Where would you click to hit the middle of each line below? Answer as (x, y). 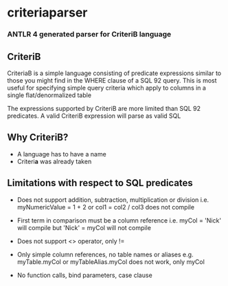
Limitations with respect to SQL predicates (100, 183)
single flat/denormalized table (49, 95)
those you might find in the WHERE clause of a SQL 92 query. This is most (112, 80)
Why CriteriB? (38, 137)
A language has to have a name (61, 154)
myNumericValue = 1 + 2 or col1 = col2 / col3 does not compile (105, 207)
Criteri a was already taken (54, 161)
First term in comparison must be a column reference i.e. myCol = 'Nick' (119, 220)
